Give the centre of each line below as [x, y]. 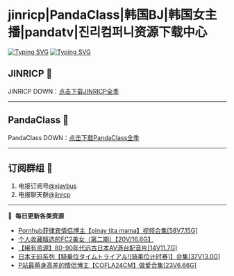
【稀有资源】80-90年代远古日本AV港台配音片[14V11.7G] [98, 248]
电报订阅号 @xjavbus [47, 186]
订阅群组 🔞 [30, 168]
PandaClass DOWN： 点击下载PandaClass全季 [74, 137]
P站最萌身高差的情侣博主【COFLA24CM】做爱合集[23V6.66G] [107, 266]
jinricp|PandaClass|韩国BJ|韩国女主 [112, 15]
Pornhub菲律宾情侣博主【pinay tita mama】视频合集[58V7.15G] [108, 231]
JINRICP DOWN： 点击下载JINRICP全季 [64, 91]
